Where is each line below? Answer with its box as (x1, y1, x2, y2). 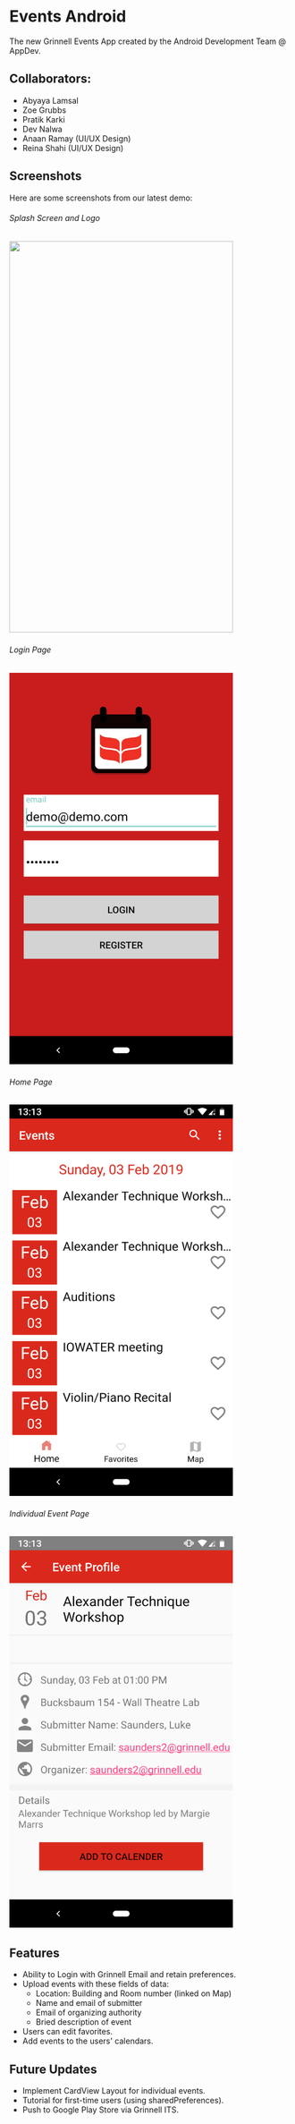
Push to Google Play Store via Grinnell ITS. (21, 2104, 179, 2115)
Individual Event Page (9, 1508, 90, 1518)
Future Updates (9, 2061, 97, 2077)
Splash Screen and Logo (9, 213, 101, 224)
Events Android (9, 6, 127, 27)
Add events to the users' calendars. (21, 2035, 154, 2046)
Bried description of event (35, 2017, 132, 2027)
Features (9, 1945, 60, 1960)
